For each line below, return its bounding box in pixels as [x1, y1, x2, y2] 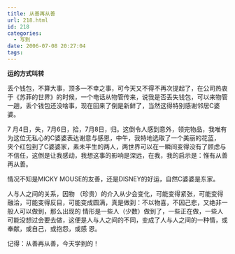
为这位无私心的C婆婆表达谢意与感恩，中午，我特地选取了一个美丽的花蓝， [7, 133, 220, 142]
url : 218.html [7, 17, 49, 24]
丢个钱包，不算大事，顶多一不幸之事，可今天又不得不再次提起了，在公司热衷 [7, 84, 228, 92]
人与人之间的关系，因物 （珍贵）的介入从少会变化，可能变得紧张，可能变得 [7, 189, 224, 197]
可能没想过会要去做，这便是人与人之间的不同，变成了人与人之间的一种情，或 [7, 216, 228, 224]
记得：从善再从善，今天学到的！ [7, 239, 99, 248]
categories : [7, 29, 42, 37]
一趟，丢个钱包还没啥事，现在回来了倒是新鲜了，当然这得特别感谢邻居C [7, 101, 215, 110]
